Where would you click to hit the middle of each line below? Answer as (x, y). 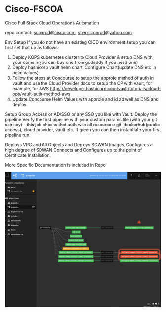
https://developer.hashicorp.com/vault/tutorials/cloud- (105, 88)
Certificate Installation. (28, 155)
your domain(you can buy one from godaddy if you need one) (75, 62)
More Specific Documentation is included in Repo (56, 165)
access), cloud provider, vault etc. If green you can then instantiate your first (83, 129)
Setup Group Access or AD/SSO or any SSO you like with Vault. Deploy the (81, 114)
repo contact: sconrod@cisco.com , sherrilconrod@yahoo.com (69, 32)
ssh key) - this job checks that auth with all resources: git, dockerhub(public (83, 125)
